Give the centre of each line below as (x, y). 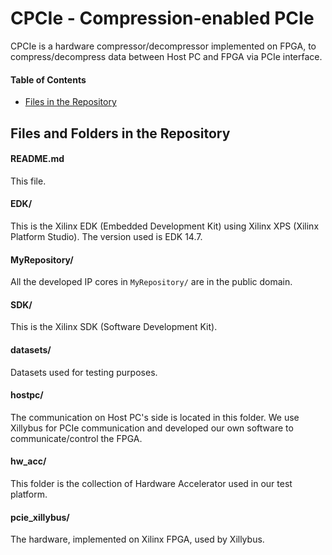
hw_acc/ (28, 461)
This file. (28, 181)
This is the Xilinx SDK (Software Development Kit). (114, 327)
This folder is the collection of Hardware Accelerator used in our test (151, 483)
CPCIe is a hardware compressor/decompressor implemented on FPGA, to (163, 46)
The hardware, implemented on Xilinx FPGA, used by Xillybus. (137, 539)
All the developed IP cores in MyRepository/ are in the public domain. (151, 282)
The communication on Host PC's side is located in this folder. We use (155, 417)
